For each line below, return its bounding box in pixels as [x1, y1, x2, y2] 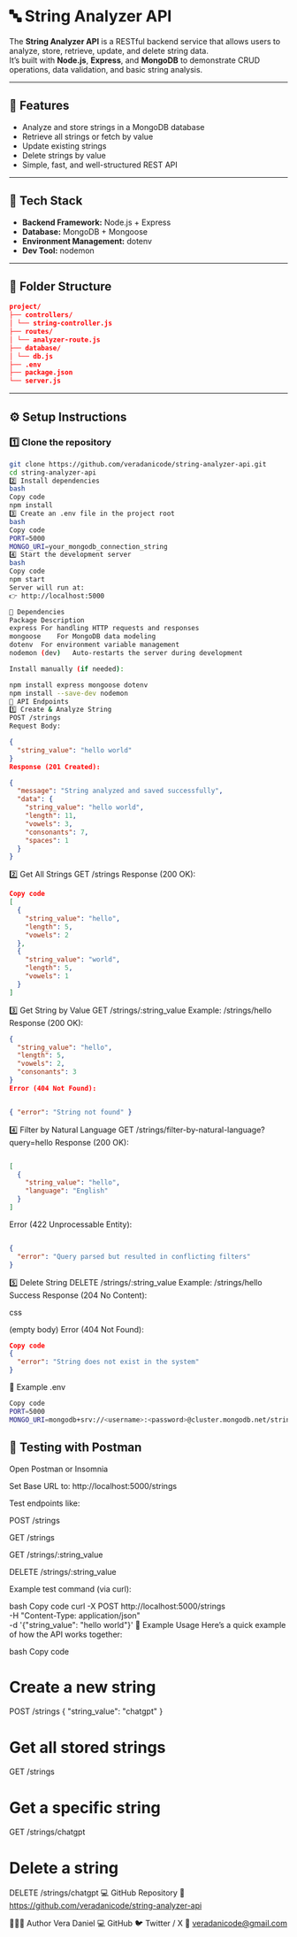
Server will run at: [9, 583, 86, 592]
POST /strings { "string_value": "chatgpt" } [9, 1706, 164, 1717]
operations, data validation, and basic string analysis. [9, 64, 203, 74]
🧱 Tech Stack [9, 193, 83, 209]
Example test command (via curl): [9, 1583, 132, 1594]
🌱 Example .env [9, 1382, 66, 1393]
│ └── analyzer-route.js [9, 335, 101, 344]
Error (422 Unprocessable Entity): [9, 1219, 133, 1230]
